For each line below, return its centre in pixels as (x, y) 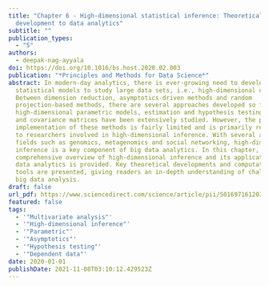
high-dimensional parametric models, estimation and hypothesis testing (139, 113)
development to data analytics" (70, 23)
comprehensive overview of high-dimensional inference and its (123, 157)
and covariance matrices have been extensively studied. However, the (136, 120)
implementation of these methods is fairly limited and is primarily (134, 127)
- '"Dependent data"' (52, 254)
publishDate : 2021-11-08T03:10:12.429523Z (80, 269)
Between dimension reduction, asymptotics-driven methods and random (134, 98)
